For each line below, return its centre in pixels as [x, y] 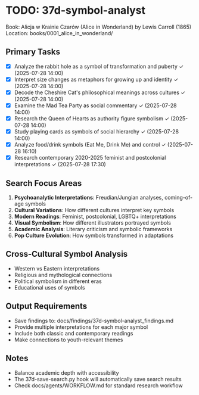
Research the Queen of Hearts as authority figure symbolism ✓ [92, 119]
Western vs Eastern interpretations [57, 268]
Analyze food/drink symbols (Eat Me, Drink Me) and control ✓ [90, 145]
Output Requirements [46, 307]
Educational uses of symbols [49, 287]
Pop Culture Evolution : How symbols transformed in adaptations [94, 235]
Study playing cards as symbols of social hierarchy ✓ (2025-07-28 [97, 132]
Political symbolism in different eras [58, 281]
